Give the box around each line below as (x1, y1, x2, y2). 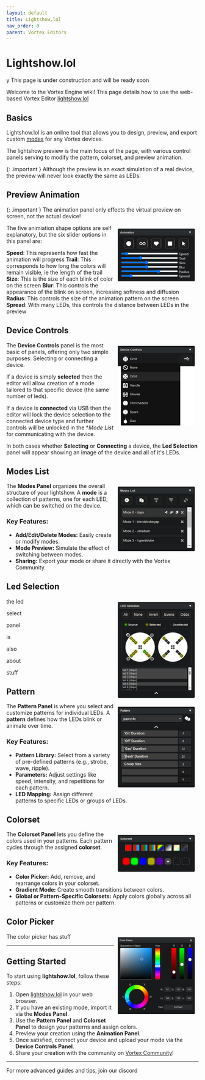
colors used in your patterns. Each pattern (6, 837, 113, 845)
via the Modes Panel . (15, 1010, 69, 1018)
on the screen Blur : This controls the (6, 281, 99, 289)
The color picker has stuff (6, 933, 71, 940)
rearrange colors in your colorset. (15, 879, 100, 887)
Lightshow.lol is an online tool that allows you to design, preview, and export (6, 129, 197, 136)
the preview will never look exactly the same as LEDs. (6, 172, 142, 179)
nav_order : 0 (6, 23, 40, 29)
